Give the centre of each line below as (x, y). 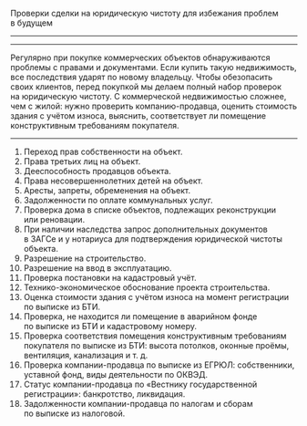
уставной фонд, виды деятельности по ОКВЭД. (116, 374)
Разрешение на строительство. (85, 258)
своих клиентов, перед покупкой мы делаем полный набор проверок (146, 87)
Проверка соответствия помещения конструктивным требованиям (155, 336)
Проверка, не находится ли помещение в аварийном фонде (140, 317)
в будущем (32, 23)
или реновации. (54, 219)
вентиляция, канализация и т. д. (86, 355)
